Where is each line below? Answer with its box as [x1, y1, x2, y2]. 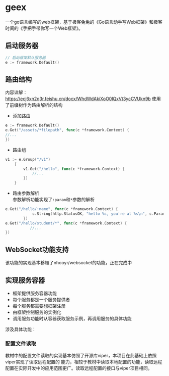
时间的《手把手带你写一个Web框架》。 [5, 25, 83, 31]
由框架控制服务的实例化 [12, 309, 61, 315]
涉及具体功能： [5, 326, 36, 332]
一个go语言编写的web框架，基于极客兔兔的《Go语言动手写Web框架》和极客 [5, 19, 162, 25]
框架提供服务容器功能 [12, 290, 57, 296]
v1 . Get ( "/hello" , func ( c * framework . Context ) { [23, 166, 125, 171]
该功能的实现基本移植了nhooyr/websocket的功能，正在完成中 [5, 260, 132, 266]
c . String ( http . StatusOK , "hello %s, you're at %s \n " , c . [32, 211, 154, 216]
